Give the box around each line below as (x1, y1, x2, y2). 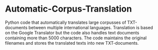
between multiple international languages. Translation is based (28, 24, 153, 30)
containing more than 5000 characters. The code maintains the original (5, 35, 147, 41)
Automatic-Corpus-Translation (5, 3, 132, 15)
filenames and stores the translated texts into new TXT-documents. (5, 40, 139, 46)
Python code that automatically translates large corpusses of (5, 19, 127, 25)
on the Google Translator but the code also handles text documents (5, 30, 139, 35)
